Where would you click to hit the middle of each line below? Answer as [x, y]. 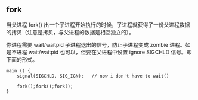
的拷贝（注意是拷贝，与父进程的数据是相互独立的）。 [70, 32]
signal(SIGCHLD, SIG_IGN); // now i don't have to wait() [93, 76]
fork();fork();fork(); [45, 86]
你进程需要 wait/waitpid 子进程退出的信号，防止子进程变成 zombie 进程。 [96, 44]
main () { [18, 70]
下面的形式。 [22, 59]
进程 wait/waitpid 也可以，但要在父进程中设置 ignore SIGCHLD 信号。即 [104, 52]
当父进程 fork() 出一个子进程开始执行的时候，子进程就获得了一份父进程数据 [98, 25]
